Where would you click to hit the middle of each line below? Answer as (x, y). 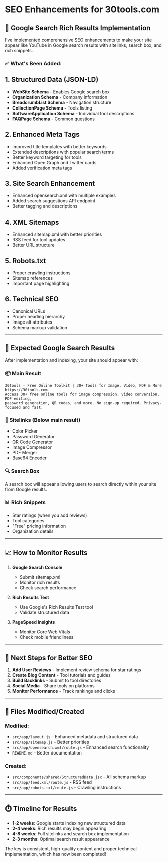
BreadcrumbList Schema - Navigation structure (62, 102)
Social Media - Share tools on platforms (53, 686)
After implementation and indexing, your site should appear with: (72, 360)
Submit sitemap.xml (40, 577)
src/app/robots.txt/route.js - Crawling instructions (67, 788)
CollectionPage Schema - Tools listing (52, 108)
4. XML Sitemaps (32, 222)
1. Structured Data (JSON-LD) (52, 80)
